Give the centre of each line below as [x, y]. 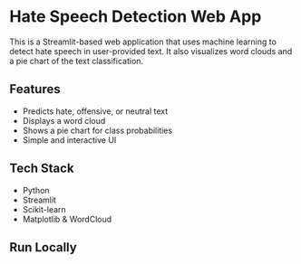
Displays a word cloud [64, 120]
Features [35, 89]
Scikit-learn [44, 209]
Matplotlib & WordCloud [67, 219]
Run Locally [43, 247]
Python [36, 190]
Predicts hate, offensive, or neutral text [95, 111]
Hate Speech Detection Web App [136, 17]
